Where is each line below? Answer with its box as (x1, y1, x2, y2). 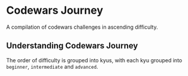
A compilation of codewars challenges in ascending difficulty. (6, 23, 158, 31)
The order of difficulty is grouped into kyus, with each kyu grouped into (6, 56, 183, 63)
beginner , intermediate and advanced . (6, 63, 99, 70)
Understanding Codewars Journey (6, 41, 138, 51)
